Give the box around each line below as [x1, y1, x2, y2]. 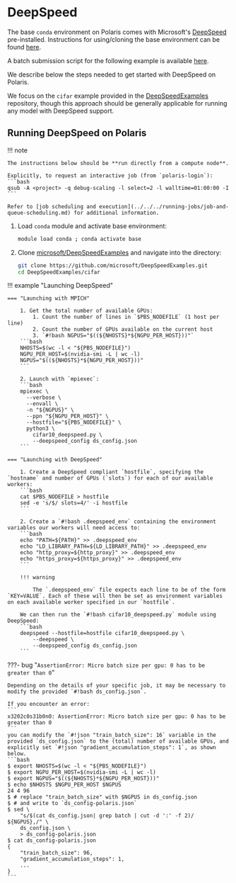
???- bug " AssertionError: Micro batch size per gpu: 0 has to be [7, 660, 206, 670]
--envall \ [25, 400, 59, 407]
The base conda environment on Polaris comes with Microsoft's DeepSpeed [7, 28, 228, 36]
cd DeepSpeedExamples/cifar [17, 269, 100, 276]
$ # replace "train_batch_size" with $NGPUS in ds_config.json [7, 794, 198, 801]
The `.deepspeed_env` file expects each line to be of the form [33, 586, 226, 594]
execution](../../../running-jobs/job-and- [98, 203, 230, 210]
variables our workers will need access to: [7, 524, 141, 532]
